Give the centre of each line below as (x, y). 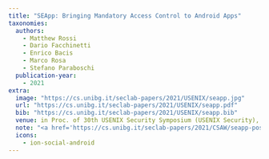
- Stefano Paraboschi (58, 68)
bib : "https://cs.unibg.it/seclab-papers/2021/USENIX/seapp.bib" (127, 113)
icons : (26, 135)
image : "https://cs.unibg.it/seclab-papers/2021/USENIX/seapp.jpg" (130, 98)
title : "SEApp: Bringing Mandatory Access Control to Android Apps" (125, 16)
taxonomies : (28, 23)
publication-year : (46, 75)
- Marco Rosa (44, 61)
